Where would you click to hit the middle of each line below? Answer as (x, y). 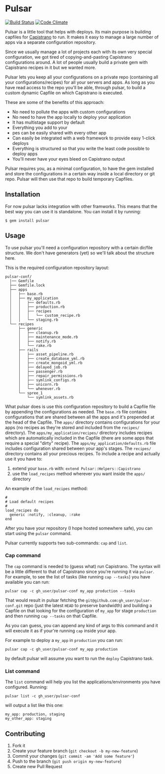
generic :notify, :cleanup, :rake (45, 515)
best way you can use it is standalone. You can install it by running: (73, 211)
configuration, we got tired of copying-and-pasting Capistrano (68, 57)
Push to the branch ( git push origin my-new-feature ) (67, 761)
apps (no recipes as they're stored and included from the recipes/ (72, 427)
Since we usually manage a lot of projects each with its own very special (79, 52)
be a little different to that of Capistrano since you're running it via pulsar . (80, 572)
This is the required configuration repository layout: (57, 268)
